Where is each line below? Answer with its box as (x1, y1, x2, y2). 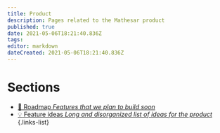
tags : (7, 36, 23, 43)
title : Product (7, 10, 52, 17)
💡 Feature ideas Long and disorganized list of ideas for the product (17, 110, 213, 118)
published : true (7, 23, 55, 30)
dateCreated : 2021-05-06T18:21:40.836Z (7, 50, 124, 57)
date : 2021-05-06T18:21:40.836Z (7, 29, 102, 37)
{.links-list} (17, 118, 50, 126)
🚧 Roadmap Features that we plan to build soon (17, 102, 156, 111)
